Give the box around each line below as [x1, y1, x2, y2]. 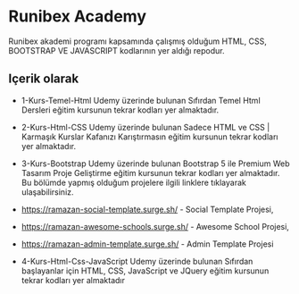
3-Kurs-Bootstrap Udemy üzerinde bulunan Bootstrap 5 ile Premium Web [21, 158, 291, 169]
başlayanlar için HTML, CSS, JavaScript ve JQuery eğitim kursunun [21, 265, 270, 276]
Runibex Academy [8, 6, 147, 27]
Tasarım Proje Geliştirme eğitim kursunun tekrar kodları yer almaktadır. [21, 167, 280, 178]
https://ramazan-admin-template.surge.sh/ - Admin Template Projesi [21, 239, 274, 249]
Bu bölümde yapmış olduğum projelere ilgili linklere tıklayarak [21, 177, 246, 188]
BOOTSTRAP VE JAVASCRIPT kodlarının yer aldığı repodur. [8, 45, 225, 55]
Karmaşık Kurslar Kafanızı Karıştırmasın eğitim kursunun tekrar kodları [21, 131, 278, 142]
